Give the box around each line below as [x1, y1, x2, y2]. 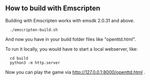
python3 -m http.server [10, 60, 60, 65]
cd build [10, 56, 28, 61]
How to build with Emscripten [5, 4, 101, 13]
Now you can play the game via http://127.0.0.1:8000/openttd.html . [5, 69, 145, 75]
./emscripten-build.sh [10, 27, 58, 32]
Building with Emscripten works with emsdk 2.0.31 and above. [5, 17, 135, 23]
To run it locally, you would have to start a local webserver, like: [5, 46, 138, 52]
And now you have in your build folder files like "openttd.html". [5, 36, 136, 42]
